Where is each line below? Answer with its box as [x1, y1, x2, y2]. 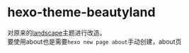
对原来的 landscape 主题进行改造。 [7, 28, 106, 37]
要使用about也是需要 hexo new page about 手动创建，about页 [7, 37, 182, 46]
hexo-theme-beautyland [7, 4, 156, 20]
